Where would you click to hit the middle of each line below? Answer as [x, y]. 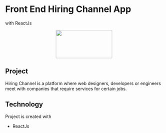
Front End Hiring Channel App [68, 9]
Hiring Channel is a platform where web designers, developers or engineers [83, 83]
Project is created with [28, 116]
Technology [24, 104]
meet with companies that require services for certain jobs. [66, 88]
